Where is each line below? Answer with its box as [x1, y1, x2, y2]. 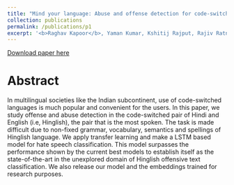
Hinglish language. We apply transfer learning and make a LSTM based [7, 133, 211, 141]
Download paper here [7, 49, 70, 57]
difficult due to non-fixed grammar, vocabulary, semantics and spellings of [7, 126, 221, 134]
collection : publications [7, 17, 82, 24]
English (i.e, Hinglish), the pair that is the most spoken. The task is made [7, 118, 214, 127]
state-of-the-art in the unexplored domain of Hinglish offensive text [7, 155, 201, 163]
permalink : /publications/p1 [7, 23, 92, 30]
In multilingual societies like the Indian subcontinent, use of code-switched [7, 96, 221, 104]
